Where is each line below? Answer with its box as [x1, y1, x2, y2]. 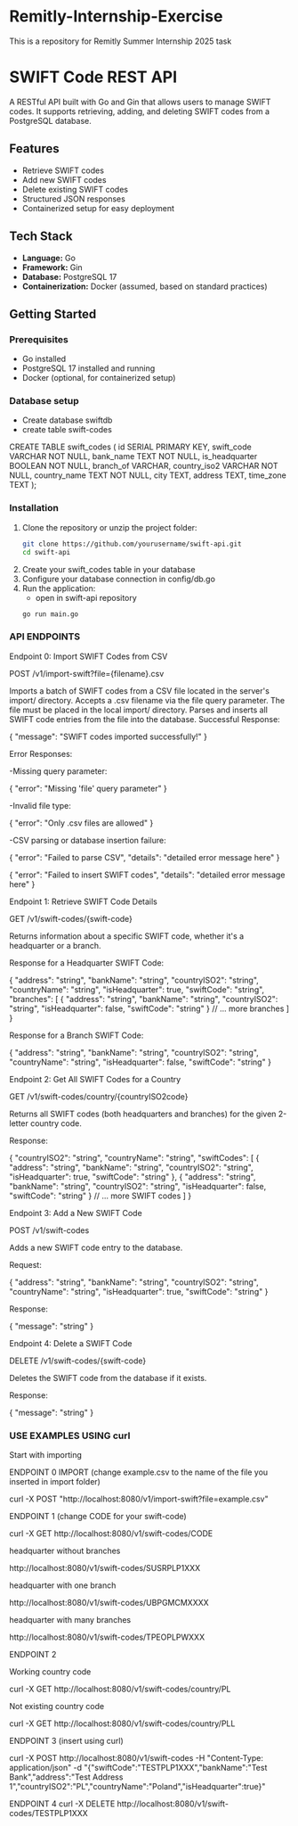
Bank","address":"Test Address [9, 1772, 124, 1782]
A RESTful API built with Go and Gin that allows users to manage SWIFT [9, 96, 271, 107]
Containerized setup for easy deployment [21, 202, 175, 213]
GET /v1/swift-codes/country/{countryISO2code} [9, 1090, 189, 1102]
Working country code [9, 1666, 92, 1677]
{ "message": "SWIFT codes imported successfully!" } [9, 731, 207, 742]
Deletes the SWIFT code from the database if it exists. [9, 1372, 207, 1383]
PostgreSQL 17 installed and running [21, 363, 156, 374]
